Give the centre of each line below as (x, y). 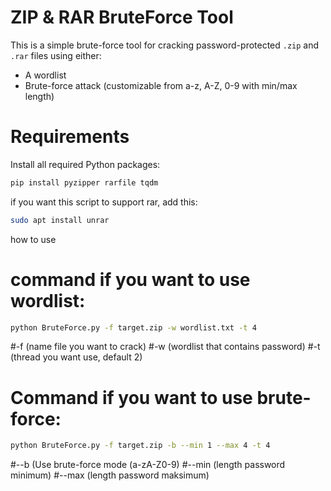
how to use (33, 239)
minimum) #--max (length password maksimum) (110, 475)
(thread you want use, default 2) (76, 357)
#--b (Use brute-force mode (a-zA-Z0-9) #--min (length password (148, 465)
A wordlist (45, 75)
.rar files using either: (56, 55)
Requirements (70, 137)
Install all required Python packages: (85, 164)
